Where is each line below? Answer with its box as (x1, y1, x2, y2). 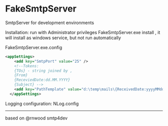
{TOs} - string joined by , (14, 68, 72, 73)
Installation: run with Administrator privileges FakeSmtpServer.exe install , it (5, 29, 160, 35)
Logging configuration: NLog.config (5, 100, 79, 106)
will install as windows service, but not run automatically (5, 35, 121, 41)
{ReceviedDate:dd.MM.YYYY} (14, 77, 70, 83)
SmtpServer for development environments (5, 20, 94, 26)
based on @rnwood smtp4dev (5, 115, 68, 121)
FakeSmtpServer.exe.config (5, 44, 62, 50)
